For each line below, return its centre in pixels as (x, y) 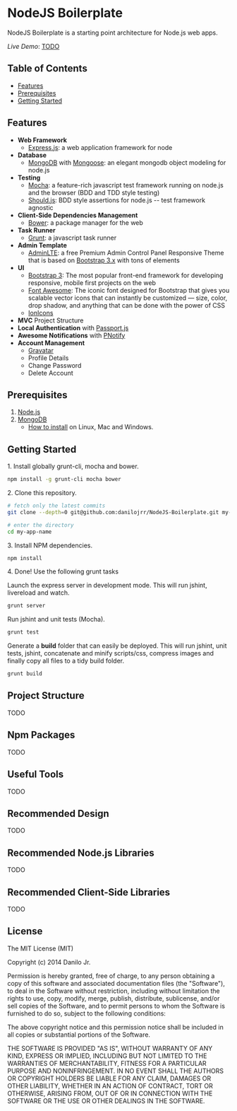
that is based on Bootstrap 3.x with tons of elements (104, 260)
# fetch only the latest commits (56, 506)
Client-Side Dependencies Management (78, 215)
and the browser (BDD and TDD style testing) (94, 192)
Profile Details (48, 358)
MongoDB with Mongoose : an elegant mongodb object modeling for (127, 162)
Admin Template (42, 245)
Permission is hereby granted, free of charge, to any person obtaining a (111, 976)
